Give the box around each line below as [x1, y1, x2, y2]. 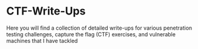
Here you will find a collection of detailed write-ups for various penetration [6, 24, 193, 31]
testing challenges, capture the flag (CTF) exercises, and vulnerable [6, 30, 176, 38]
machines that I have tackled [6, 37, 78, 44]
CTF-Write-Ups [6, 4, 86, 18]
